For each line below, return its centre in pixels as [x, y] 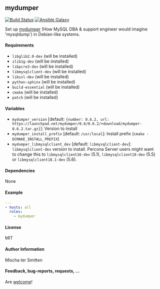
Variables [15, 108]
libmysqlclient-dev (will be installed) [49, 72]
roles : [16, 212]
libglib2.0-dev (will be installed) [45, 56]
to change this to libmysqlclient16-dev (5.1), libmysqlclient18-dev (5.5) [84, 154]
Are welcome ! [19, 282]
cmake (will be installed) [35, 92]
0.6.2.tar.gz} [26, 129]
